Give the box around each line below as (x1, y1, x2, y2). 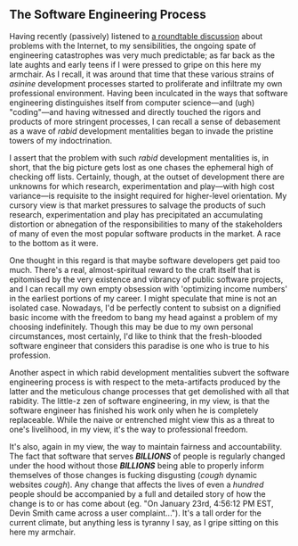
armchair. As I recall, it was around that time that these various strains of (9, 69, 275, 79)
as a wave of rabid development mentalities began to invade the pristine (9, 125, 274, 136)
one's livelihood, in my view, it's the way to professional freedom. (9, 424, 249, 434)
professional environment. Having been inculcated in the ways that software (9, 87, 288, 98)
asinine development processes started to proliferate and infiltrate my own (9, 78, 283, 88)
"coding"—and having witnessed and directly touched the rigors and (9, 106, 261, 117)
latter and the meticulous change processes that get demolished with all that (9, 385, 290, 396)
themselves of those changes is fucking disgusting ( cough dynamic (9, 469, 258, 480)
